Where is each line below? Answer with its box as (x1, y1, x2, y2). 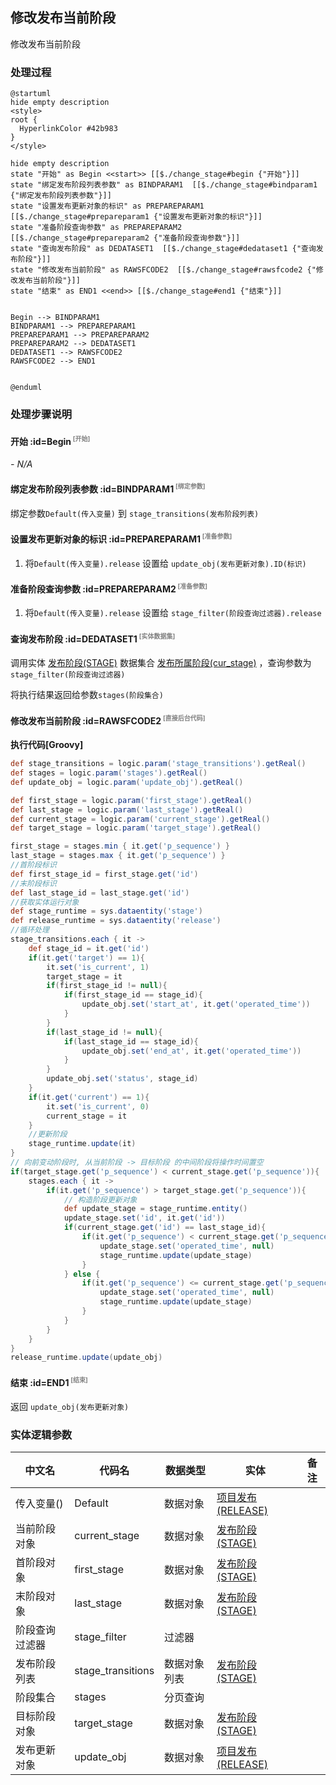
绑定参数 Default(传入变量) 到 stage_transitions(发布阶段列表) (10, 507, 260, 519)
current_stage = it (46, 1111, 128, 1121)
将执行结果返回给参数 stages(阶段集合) (10, 689, 164, 701)
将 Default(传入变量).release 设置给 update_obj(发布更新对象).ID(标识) (24, 557, 307, 569)
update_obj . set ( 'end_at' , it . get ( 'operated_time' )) (81, 1046, 302, 1056)
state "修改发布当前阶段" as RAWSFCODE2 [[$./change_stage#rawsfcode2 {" (10, 265, 317, 275)
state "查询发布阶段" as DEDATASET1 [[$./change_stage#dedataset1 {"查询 (10, 244, 317, 254)
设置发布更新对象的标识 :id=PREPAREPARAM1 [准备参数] (10, 532, 233, 545)
